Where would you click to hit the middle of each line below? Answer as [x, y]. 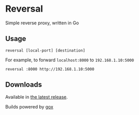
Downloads [24, 85]
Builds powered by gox [29, 106]
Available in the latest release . [36, 97]
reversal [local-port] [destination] [45, 50]
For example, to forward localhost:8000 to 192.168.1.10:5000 [69, 60]
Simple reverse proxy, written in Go [42, 23]
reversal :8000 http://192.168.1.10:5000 [50, 69]
